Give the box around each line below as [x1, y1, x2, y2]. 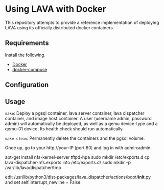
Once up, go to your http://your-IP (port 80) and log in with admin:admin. [5, 145, 152, 150]
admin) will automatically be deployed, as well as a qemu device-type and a [5, 121, 158, 127]
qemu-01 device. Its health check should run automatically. [5, 126, 124, 131]
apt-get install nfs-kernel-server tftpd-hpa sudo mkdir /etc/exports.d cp [5, 154, 150, 160]
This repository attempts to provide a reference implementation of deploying [5, 20, 159, 25]
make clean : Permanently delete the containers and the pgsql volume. [5, 135, 145, 141]
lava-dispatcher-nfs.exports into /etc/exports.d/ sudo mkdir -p [5, 159, 131, 165]
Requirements [5, 39, 49, 47]
